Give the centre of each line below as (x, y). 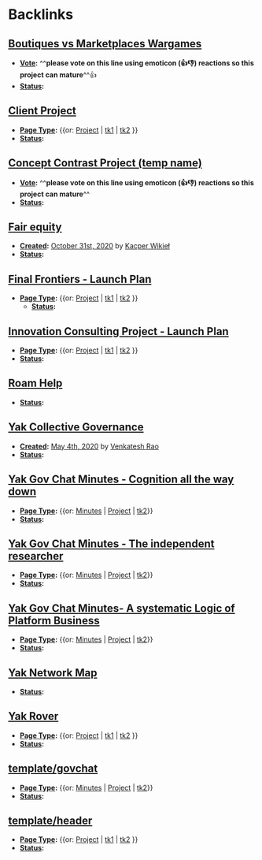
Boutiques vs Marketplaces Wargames (105, 44)
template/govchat (53, 769)
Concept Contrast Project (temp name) (105, 163)
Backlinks (41, 15)
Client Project (42, 111)
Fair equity (35, 227)
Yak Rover (33, 716)
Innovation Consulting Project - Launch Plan (119, 331)
